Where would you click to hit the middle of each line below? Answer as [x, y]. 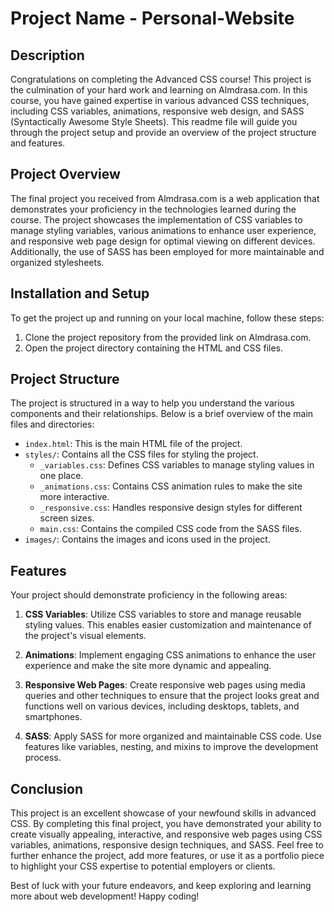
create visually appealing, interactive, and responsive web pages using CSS [166, 834]
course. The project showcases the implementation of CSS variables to [156, 219]
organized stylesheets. [57, 262]
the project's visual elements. [85, 636]
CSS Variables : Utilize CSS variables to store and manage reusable [163, 614]
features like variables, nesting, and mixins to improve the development [171, 747]
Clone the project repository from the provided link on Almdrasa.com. [168, 337]
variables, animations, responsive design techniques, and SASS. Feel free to [167, 845]
